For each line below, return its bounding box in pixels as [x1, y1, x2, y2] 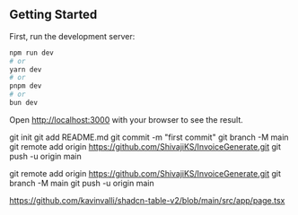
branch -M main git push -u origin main [9, 177, 154, 188]
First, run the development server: [9, 30, 136, 41]
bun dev [9, 99, 39, 107]
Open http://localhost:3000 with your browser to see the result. [9, 114, 244, 125]
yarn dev [9, 64, 42, 74]
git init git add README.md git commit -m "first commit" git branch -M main [9, 132, 289, 142]
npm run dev [9, 48, 54, 57]
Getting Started [9, 7, 98, 22]
